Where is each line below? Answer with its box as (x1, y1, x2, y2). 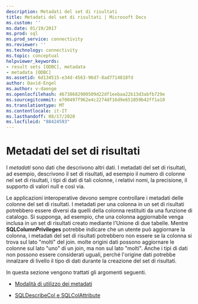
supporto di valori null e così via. (6, 183, 86, 190)
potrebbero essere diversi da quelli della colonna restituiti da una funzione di (6, 207, 193, 214)
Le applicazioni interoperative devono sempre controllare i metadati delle (6, 194, 184, 201)
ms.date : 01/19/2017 (6, 25, 57, 31)
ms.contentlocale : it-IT (6, 108, 67, 114)
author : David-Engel (6, 81, 57, 87)
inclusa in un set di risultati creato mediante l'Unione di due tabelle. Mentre (6, 220, 189, 227)
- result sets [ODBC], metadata (6, 63, 86, 70)
